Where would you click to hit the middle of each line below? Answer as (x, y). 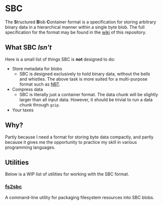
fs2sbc (13, 187)
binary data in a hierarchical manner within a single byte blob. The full (75, 27)
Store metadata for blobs (37, 68)
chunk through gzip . (40, 104)
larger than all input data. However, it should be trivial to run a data (86, 100)
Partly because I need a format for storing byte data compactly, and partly (79, 137)
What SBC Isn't (28, 47)
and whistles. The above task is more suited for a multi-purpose (83, 79)
